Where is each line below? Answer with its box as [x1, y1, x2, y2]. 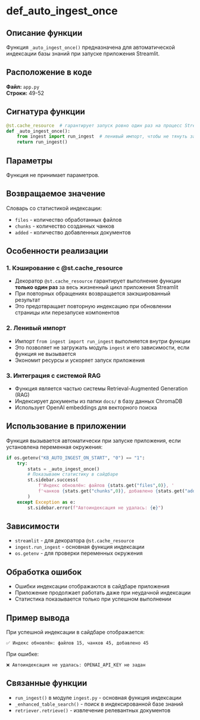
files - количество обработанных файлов [14, 216, 122, 223]
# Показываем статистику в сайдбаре [27, 471, 118, 477]
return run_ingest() [17, 139, 68, 145]
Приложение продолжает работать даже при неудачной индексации [14, 589, 191, 597]
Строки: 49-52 [6, 89, 45, 97]
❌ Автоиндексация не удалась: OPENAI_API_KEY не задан [6, 662, 146, 668]
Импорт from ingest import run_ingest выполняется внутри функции [14, 337, 190, 345]
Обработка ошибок [6, 567, 82, 577]
